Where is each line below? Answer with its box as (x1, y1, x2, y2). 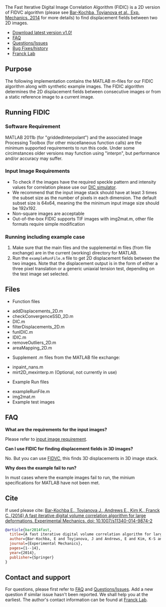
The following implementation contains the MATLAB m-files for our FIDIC (5, 78, 154, 84)
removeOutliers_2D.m (12, 339, 57, 346)
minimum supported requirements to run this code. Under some (5, 145, 135, 151)
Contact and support (5, 573, 71, 581)
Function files (12, 298, 41, 304)
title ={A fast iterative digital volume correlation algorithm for (9, 532, 152, 537)
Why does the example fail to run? (5, 465, 77, 471)
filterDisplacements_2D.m (12, 324, 65, 330)
